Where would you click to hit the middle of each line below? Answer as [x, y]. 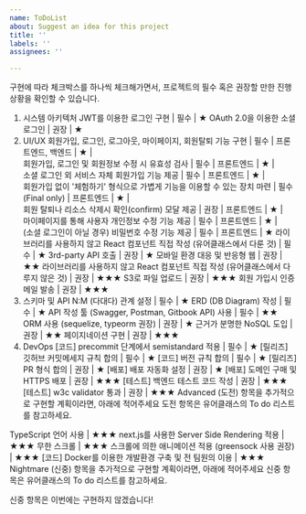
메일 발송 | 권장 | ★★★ [66, 290]
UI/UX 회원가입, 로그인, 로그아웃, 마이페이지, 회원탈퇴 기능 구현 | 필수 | [148, 141]
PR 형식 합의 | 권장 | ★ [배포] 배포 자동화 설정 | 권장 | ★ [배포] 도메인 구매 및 [159, 369]
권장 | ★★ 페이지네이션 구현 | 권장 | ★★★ [101, 336]
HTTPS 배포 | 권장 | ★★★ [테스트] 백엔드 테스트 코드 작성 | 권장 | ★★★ [155, 381]
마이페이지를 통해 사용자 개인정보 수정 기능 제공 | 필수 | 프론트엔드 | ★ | [150, 221]
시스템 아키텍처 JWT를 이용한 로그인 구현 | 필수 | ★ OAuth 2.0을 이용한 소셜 [159, 118]
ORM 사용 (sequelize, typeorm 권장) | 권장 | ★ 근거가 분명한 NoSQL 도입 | [158, 324]
